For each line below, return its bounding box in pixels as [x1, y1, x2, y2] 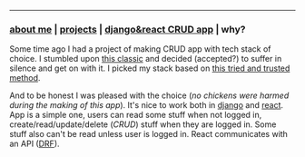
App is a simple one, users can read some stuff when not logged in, [9, 110, 262, 121]
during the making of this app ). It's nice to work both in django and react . [9, 100, 284, 111]
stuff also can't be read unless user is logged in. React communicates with [9, 129, 289, 140]
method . [9, 73, 41, 83]
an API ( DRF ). [9, 138, 61, 150]
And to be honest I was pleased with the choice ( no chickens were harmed [9, 90, 290, 101]
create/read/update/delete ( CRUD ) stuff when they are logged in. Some [9, 119, 277, 130]
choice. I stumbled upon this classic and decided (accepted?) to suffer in [9, 54, 282, 64]
